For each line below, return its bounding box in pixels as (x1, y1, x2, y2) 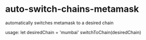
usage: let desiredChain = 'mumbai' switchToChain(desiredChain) (5, 29, 141, 35)
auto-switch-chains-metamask (5, 3, 139, 15)
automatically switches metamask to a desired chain (5, 20, 114, 26)
